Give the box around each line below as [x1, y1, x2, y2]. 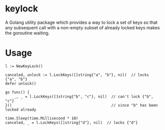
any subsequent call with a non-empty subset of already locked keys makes [5, 24, 160, 30]
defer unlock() [5, 81, 37, 86]
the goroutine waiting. [5, 30, 50, 36]
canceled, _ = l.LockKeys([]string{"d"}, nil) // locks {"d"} [5, 120, 138, 125]
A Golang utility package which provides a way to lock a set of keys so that [5, 19, 158, 25]
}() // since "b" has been [5, 103, 158, 108]
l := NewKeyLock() [5, 64, 43, 68]
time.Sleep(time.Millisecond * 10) [5, 116, 79, 121]
